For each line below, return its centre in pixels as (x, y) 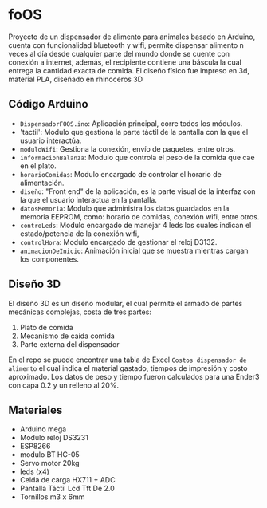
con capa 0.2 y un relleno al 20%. (64, 385)
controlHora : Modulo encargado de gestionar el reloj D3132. (118, 242)
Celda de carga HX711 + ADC (67, 480)
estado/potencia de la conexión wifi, (79, 234)
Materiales (35, 410)
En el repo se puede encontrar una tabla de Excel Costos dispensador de (128, 360)
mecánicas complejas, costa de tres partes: (80, 312)
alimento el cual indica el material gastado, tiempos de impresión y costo (128, 368)
